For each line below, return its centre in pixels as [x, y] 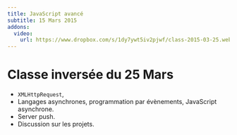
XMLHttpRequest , [41, 94]
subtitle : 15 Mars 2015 [42, 20]
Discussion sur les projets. [56, 124]
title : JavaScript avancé [45, 14]
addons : [19, 27]
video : [23, 33]
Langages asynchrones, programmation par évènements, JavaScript [117, 102]
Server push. [36, 117]
